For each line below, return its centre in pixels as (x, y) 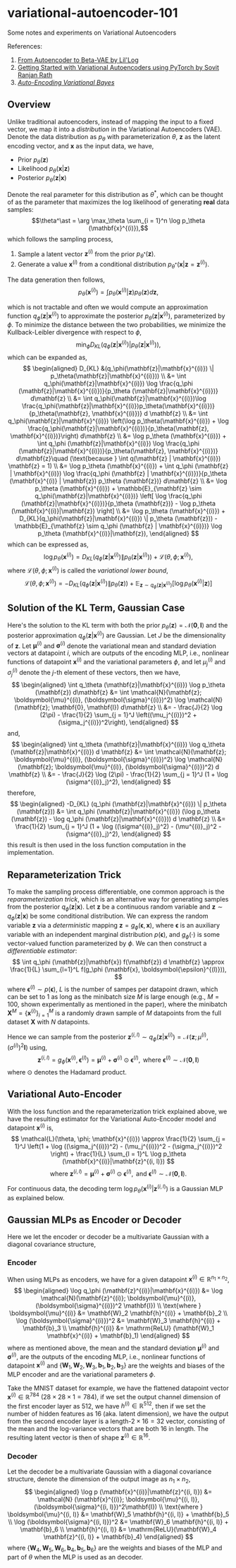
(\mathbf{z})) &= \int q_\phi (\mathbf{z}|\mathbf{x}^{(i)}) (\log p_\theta (118, 812)
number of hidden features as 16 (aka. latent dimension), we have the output (118, 1414)
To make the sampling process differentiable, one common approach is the (116, 892)
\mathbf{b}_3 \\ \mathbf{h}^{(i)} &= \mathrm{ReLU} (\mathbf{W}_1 (118, 1328)
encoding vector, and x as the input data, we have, (81, 145)
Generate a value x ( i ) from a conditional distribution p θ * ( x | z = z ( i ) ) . (113, 264)
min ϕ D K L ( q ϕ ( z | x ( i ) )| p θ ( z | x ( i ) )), (118, 345)
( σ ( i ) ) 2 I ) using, (27, 1046)
